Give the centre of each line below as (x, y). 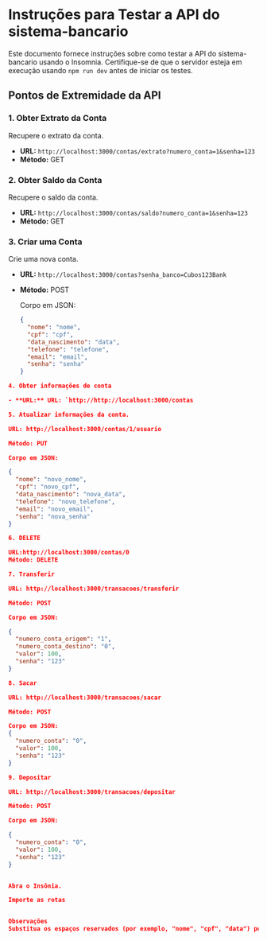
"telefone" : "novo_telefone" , (65, 502)
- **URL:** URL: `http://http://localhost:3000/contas (101, 401)
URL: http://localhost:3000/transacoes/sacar (85, 698)
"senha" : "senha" (56, 364)
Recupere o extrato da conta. (56, 135)
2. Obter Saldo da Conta (55, 180)
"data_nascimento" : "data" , (74, 342)
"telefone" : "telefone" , (68, 349)
